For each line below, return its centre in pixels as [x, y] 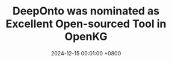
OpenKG [86, 37]
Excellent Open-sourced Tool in [86, 24]
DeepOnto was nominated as [86, 11]
